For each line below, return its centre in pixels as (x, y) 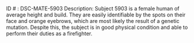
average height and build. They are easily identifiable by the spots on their (96, 15)
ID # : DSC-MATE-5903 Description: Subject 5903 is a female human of (93, 9)
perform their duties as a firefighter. (49, 34)
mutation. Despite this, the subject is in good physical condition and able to (97, 27)
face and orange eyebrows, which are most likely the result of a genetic (93, 21)
